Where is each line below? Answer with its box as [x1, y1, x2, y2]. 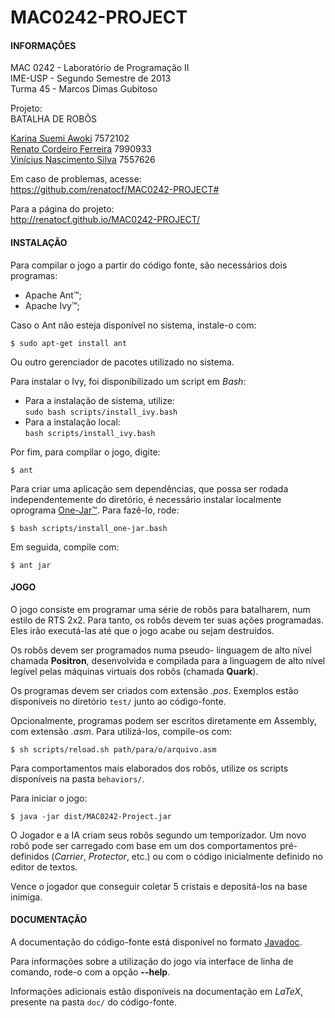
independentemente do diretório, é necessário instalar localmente [10, 493, 282, 505]
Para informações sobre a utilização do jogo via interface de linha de [10, 956, 294, 967]
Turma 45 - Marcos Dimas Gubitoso [10, 83, 158, 95]
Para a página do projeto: [10, 203, 115, 215]
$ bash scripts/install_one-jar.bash [10, 523, 168, 533]
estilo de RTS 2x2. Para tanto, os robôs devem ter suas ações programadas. [10, 614, 325, 626]
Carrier [54, 850, 84, 862]
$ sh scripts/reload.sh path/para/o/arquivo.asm [10, 744, 217, 755]
